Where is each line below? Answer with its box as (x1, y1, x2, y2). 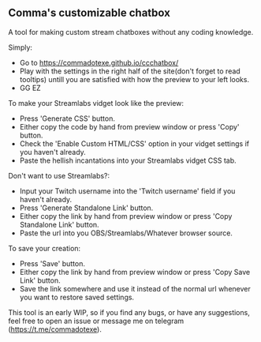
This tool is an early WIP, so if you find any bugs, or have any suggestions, (8, 307, 250, 317)
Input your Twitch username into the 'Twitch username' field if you (19, 186, 236, 196)
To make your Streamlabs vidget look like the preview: (8, 98, 184, 107)
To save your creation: (8, 243, 81, 253)
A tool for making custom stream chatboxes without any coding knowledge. (8, 27, 254, 36)
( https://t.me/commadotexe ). (8, 324, 103, 334)
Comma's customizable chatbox (8, 6, 171, 20)
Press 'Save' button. (19, 258, 85, 268)
